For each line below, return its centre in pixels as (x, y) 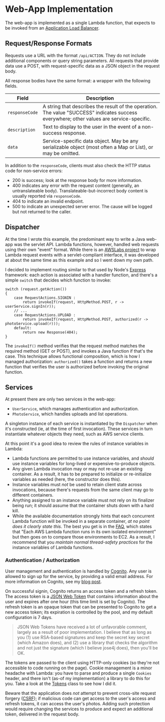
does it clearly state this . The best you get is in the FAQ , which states (82, 527)
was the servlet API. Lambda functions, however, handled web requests (86, 244)
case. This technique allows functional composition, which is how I (72, 356)
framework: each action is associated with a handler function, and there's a (81, 275)
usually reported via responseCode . (47, 196)
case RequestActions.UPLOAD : (45, 315)
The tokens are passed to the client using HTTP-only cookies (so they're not (82, 662)
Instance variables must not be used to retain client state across (77, 485)
